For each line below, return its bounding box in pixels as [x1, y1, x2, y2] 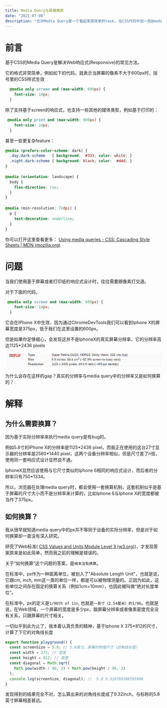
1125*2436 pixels [9, 343, 46, 349]
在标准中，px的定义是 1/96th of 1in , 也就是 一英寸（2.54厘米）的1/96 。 [5, 600, 146, 606]
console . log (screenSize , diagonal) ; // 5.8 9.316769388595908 [9, 676, 143, 681]
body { [9, 179, 23, 184]
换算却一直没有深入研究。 [9, 532, 62, 539]
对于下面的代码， [5, 289, 40, 295]
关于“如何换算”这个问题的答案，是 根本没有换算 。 [5, 560, 101, 566]
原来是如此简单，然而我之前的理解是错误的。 [9, 549, 101, 555]
